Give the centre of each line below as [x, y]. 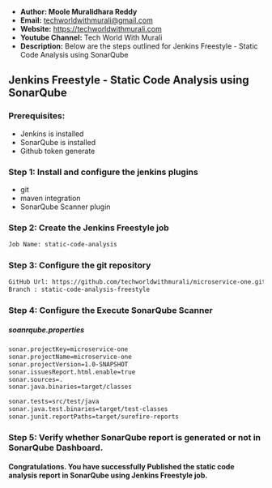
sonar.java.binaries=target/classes [70, 387]
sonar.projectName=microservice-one [70, 357]
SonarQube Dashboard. [56, 447]
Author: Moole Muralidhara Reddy [79, 12]
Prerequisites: [37, 116]
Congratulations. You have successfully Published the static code [121, 467]
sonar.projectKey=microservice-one [68, 349]
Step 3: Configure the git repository [80, 265]
